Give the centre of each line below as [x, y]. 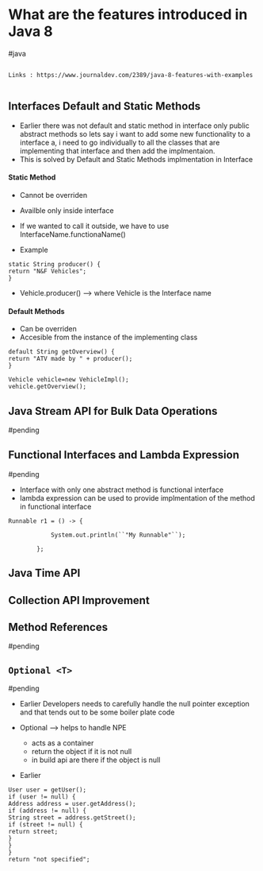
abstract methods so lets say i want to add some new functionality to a [135, 134]
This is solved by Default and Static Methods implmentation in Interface [136, 159]
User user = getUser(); [48, 790]
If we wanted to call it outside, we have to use [94, 226]
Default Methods [36, 311]
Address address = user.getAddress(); [72, 804]
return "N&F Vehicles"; [48, 271]
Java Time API [44, 573]
